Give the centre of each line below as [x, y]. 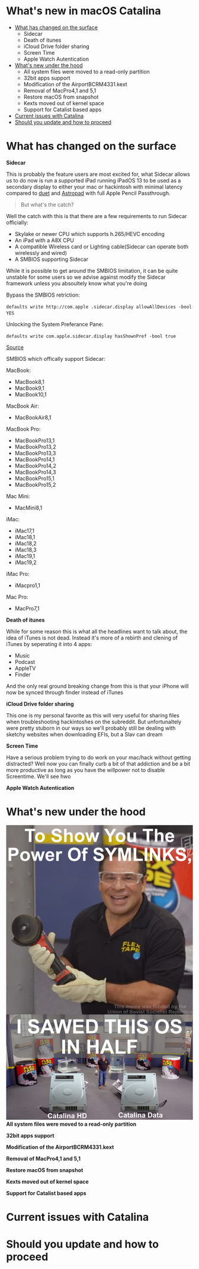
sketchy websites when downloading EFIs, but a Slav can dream [84, 734]
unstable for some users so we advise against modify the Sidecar [86, 277]
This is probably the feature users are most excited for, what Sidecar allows [98, 174]
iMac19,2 [25, 562]
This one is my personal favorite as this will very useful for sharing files [93, 715]
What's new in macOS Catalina [84, 11]
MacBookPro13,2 [35, 446]
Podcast [25, 662]
